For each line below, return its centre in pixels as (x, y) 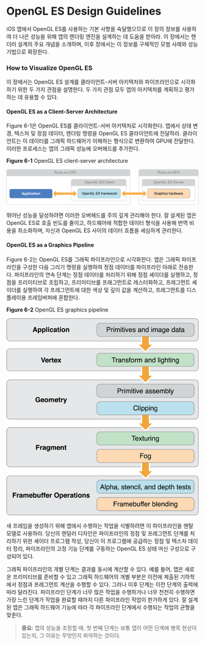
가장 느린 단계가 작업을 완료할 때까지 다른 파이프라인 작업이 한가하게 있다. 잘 (97, 600)
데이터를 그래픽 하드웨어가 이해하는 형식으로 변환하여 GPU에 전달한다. (112, 141)
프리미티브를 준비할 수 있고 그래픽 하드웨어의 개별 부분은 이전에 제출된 (95, 577)
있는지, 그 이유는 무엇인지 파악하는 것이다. (71, 636)
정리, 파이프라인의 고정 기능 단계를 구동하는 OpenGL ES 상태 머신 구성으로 (101, 549)
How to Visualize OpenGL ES (49, 68)
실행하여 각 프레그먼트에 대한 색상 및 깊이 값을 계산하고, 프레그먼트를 (104, 290)
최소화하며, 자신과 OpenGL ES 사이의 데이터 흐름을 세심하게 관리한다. (100, 230)
